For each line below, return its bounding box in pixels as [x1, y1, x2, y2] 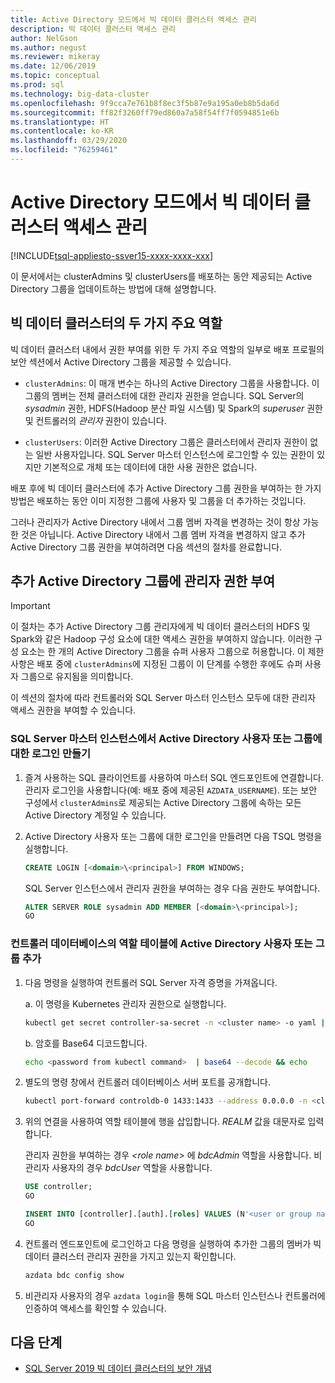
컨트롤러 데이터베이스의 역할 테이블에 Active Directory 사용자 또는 [10, 937, 313, 951]
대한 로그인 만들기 [10, 747, 92, 761]
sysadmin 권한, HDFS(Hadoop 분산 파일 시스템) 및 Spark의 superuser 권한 [24, 402, 323, 414]
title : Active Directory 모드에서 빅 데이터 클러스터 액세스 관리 [10, 14, 257, 25]
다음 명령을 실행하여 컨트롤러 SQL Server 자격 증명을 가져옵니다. [24, 976, 278, 988]
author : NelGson [10, 33, 78, 43]
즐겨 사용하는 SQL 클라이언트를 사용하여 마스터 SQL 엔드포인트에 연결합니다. [24, 771, 324, 783]
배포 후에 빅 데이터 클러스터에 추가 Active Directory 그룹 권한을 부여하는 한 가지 [10, 482, 322, 494]
